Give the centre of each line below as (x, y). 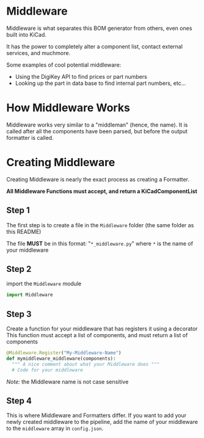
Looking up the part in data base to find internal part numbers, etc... (100, 83)
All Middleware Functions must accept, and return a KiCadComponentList (102, 191)
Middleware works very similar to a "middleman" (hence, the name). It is (97, 125)
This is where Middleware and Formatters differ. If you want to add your (97, 415)
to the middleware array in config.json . (55, 428)
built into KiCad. (27, 34)
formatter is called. (30, 137)
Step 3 (19, 314)
